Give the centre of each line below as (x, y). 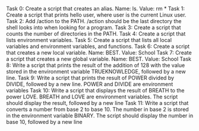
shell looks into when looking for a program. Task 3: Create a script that (94, 27)
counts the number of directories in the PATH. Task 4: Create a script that (96, 34)
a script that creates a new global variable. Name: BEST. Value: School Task (99, 59)
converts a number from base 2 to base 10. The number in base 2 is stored (97, 109)
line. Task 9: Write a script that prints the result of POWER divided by (90, 78)
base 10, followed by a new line (44, 122)
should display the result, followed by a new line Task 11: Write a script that (97, 103)
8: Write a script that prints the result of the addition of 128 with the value (96, 65)
